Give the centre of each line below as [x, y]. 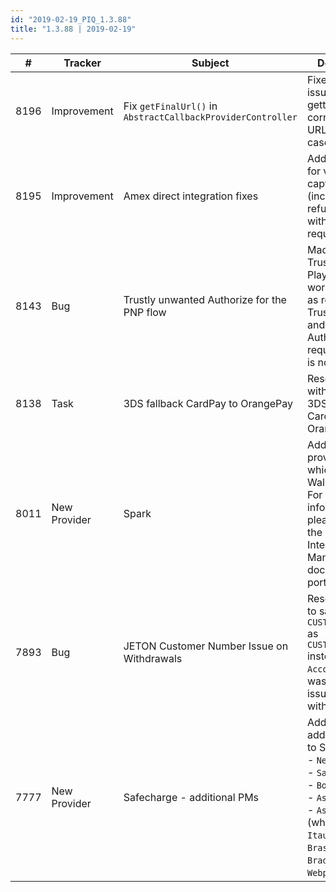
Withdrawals [153, 658]
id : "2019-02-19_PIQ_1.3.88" [71, 19]
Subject [210, 63]
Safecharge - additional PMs [191, 797]
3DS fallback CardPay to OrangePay [208, 403]
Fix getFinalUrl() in [170, 106]
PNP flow [145, 312]
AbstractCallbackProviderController [210, 117]
